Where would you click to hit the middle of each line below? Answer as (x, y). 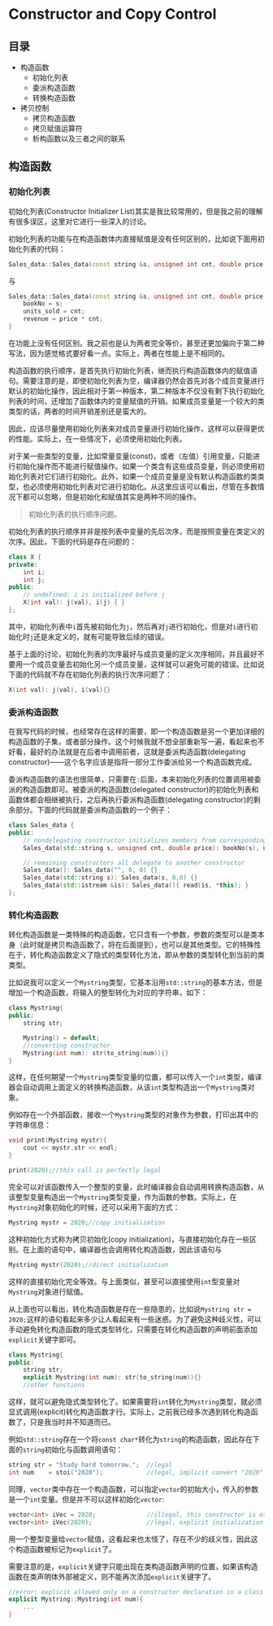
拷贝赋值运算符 (57, 128)
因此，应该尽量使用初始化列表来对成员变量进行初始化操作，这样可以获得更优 (136, 428)
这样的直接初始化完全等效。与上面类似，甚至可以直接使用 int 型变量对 (124, 1281)
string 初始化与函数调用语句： (73, 1449)
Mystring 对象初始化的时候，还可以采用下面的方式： (94, 1207)
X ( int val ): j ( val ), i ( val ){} (60, 690)
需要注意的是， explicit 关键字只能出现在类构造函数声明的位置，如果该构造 (133, 1566)
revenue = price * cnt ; (63, 319)
